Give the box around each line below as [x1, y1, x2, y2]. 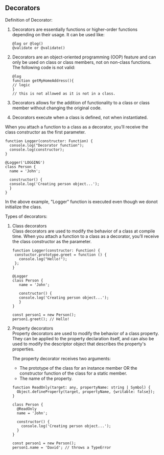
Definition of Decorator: [5, 17, 53, 23]
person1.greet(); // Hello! [12, 316, 70, 322]
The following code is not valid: [12, 64, 75, 70]
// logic [12, 82, 30, 87]
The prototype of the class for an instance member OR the [19, 365, 138, 371]
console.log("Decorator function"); [9, 143, 84, 148]
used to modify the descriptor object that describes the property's [12, 341, 146, 347]
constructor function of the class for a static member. [19, 370, 127, 376]
